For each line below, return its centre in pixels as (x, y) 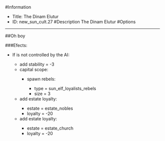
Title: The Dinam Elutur (35, 16)
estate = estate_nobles (50, 108)
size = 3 (42, 94)
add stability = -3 (37, 64)
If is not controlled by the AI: (41, 55)
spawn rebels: (41, 79)
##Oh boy (15, 36)
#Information (18, 7)
